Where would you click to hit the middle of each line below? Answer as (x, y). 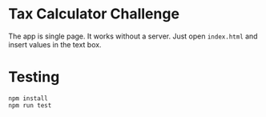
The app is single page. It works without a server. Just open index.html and (133, 36)
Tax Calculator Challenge (94, 14)
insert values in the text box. (55, 44)
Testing (34, 77)
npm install (28, 98)
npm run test (30, 105)
